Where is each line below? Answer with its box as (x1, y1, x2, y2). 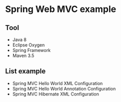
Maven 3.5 (12, 52, 34, 58)
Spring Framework (12, 47, 51, 53)
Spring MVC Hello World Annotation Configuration (12, 85, 116, 91)
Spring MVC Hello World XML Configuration (12, 80, 103, 86)
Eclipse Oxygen (12, 42, 45, 48)
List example (5, 67, 46, 75)
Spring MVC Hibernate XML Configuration (12, 91, 99, 97)
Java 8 (12, 36, 26, 42)
